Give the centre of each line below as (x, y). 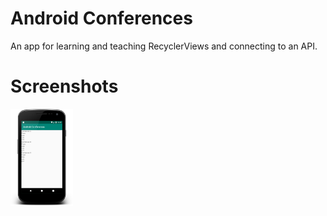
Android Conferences (101, 18)
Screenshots (64, 86)
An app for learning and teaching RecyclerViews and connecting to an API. (164, 46)
